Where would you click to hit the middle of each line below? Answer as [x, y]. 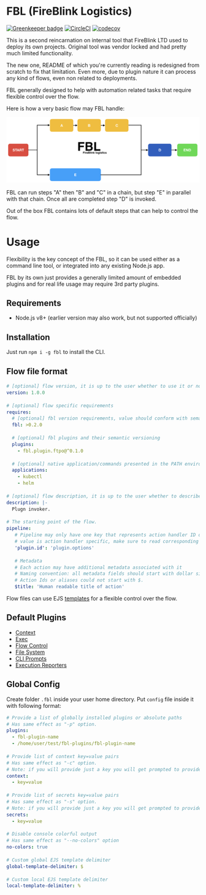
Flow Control [31, 645]
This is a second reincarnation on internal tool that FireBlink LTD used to [97, 40]
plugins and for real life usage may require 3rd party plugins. [83, 284]
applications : [30, 471]
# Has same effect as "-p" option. [52, 724]
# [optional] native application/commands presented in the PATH [97, 464]
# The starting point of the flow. [52, 522]
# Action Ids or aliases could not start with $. [79, 580]
